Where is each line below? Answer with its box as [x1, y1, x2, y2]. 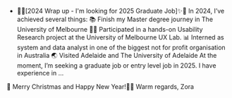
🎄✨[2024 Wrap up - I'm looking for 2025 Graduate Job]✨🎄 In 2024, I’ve [16, 7, 225, 15]
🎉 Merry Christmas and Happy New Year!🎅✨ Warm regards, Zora [6, 82, 195, 91]
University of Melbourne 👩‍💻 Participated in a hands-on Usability [16, 25, 203, 33]
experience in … [16, 69, 64, 77]
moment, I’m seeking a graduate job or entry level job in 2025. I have [16, 61, 216, 70]
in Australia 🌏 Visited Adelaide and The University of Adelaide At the [16, 51, 217, 59]
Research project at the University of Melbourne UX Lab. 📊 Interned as [16, 33, 224, 42]
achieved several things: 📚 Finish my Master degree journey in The [16, 15, 213, 23]
